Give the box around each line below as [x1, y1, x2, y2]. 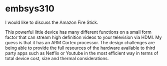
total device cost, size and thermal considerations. [5, 55, 109, 61]
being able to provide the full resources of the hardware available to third [5, 45, 155, 51]
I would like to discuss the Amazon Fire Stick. [5, 19, 98, 25]
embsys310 [5, 3, 55, 14]
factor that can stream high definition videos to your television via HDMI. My [5, 34, 162, 40]
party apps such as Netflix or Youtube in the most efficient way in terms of [5, 50, 158, 56]
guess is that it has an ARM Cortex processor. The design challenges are [5, 39, 155, 45]
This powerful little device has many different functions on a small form [5, 29, 151, 35]
